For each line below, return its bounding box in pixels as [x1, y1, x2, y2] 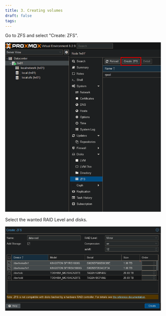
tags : [5, 18, 16, 23]
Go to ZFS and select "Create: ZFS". [5, 33, 78, 39]
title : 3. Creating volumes [5, 8, 63, 13]
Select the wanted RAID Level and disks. [5, 217, 87, 223]
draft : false [5, 13, 32, 18]
